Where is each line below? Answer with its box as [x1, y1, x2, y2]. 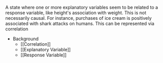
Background [12, 36, 39, 42]
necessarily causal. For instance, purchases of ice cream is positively [5, 15, 152, 21]
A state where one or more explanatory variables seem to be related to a [5, 5, 158, 10]
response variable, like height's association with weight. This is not [5, 10, 147, 16]
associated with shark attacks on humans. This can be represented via [5, 20, 155, 26]
